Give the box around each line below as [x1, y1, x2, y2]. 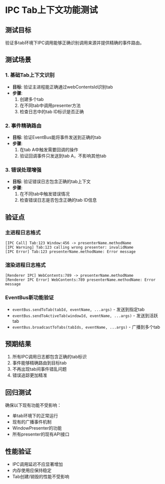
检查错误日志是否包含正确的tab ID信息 [19, 197, 97, 203]
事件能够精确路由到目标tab [12, 360, 67, 366]
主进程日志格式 [5, 229, 41, 236]
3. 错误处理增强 [5, 166, 42, 173]
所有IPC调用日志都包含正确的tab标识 [12, 354, 87, 360]
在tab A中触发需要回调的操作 [19, 146, 79, 152]
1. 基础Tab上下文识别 [5, 72, 55, 79]
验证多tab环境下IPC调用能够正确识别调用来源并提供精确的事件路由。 [5, 40, 145, 45]
